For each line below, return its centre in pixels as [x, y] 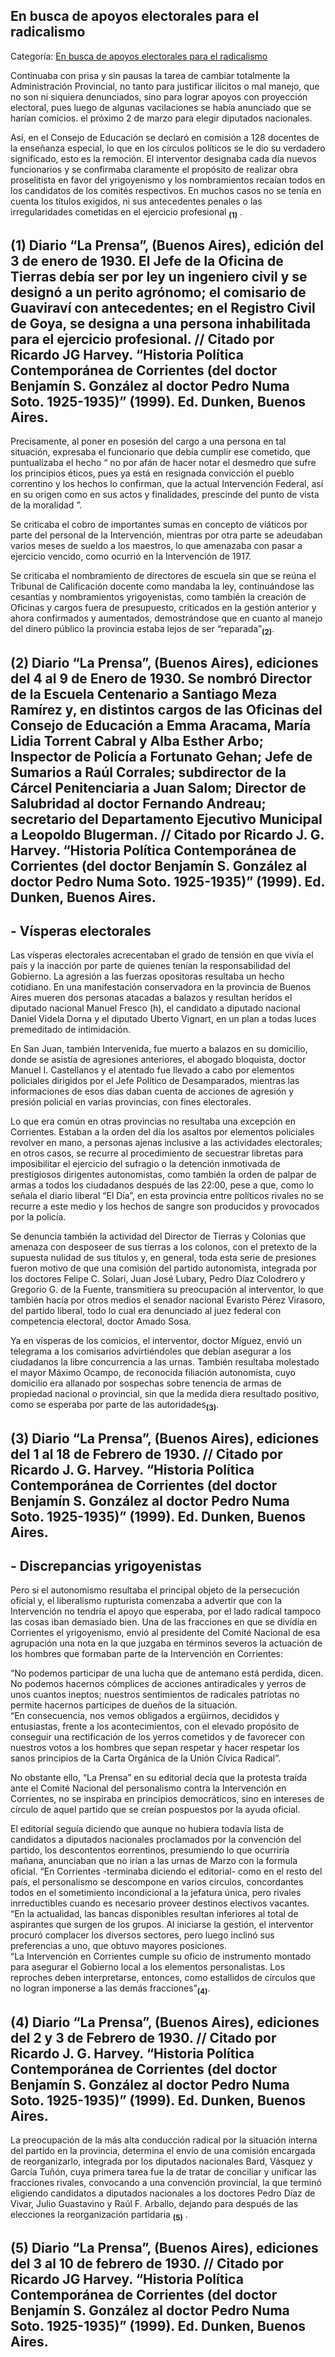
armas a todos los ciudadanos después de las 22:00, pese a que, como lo [162, 1185]
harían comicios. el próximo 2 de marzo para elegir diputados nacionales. [161, 118]
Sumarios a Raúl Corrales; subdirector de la [148, 772]
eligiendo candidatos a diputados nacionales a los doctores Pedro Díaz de [163, 2193]
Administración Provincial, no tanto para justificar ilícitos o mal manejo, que [165, 86]
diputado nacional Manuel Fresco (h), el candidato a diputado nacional [155, 1008]
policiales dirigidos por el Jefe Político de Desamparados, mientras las [155, 1081]
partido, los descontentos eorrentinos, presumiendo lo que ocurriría [150, 1850]
